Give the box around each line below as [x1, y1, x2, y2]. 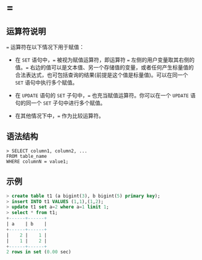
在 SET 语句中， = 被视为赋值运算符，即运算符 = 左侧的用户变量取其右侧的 [14, 56, 195, 63]
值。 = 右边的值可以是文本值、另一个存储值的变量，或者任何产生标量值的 [14, 64, 194, 71]
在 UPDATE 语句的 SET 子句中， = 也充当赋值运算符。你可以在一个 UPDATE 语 [14, 92, 196, 99]
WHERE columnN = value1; [6, 158, 69, 164]
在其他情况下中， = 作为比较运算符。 [14, 112, 104, 119]
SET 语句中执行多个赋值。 [14, 79, 78, 86]
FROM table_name [6, 153, 47, 159]
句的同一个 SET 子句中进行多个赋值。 [14, 99, 106, 106]
